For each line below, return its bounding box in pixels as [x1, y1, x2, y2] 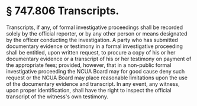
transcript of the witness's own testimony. [6, 93, 108, 100]
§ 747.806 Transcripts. [6, 4, 120, 18]
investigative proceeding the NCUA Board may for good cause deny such [6, 68, 185, 75]
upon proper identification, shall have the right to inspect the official [6, 86, 172, 94]
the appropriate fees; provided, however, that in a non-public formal [6, 61, 172, 69]
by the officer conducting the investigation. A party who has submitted [6, 36, 179, 43]
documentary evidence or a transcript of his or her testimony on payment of [6, 55, 192, 62]
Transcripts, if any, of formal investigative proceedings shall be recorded [6, 24, 183, 31]
